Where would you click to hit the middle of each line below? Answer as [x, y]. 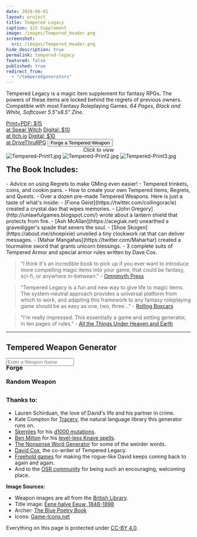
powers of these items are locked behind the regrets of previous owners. [94, 100]
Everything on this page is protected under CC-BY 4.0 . [72, 528]
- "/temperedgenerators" [42, 77]
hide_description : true [35, 50]
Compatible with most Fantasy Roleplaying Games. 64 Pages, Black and [93, 106]
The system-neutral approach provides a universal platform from [98, 293]
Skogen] [137, 227]
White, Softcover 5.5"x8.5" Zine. [45, 112]
